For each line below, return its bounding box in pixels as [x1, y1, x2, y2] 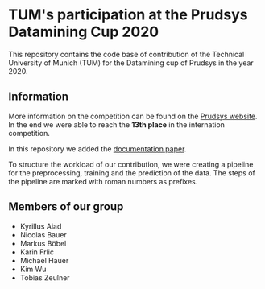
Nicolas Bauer [19, 229, 67, 239]
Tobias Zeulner [19, 272, 70, 283]
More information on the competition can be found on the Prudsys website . [8, 111, 258, 121]
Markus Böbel [19, 238, 67, 248]
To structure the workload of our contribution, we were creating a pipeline [8, 159, 254, 169]
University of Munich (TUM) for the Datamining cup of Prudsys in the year [8, 58, 254, 68]
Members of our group [8, 200, 124, 214]
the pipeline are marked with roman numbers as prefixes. [8, 176, 198, 186]
